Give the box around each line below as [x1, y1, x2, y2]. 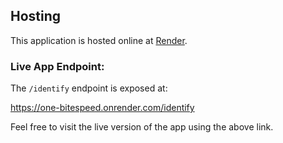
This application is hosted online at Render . [10, 34, 188, 46]
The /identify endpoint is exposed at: [10, 82, 168, 94]
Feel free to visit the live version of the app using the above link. [10, 121, 274, 133]
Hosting [10, 8, 62, 25]
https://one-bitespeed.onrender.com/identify [10, 102, 195, 114]
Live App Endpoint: [10, 59, 105, 73]
